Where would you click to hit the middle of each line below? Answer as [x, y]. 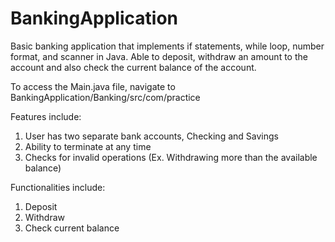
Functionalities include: [58, 187]
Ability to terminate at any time [88, 146]
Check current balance [72, 228]
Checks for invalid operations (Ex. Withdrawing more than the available [171, 157]
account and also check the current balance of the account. [133, 67]
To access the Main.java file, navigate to [93, 86]
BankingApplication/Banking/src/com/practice [105, 97]
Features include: [46, 116]
